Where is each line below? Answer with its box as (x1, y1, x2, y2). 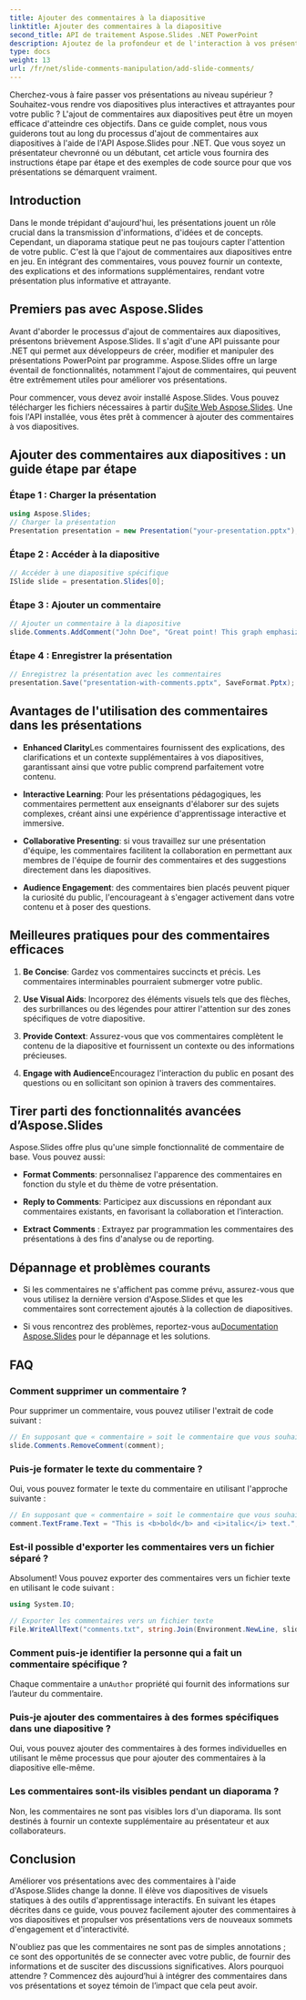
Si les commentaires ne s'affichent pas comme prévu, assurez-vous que (22, 1284, 295, 1295)
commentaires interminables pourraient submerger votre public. (22, 975, 263, 986)
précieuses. (22, 1049, 67, 1061)
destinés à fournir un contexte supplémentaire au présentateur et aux (9, 1815, 270, 1826)
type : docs (9, 47, 51, 56)
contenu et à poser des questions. (22, 901, 152, 912)
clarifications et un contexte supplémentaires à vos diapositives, (22, 751, 264, 762)
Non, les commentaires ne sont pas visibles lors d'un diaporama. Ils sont (9, 1805, 281, 1817)
